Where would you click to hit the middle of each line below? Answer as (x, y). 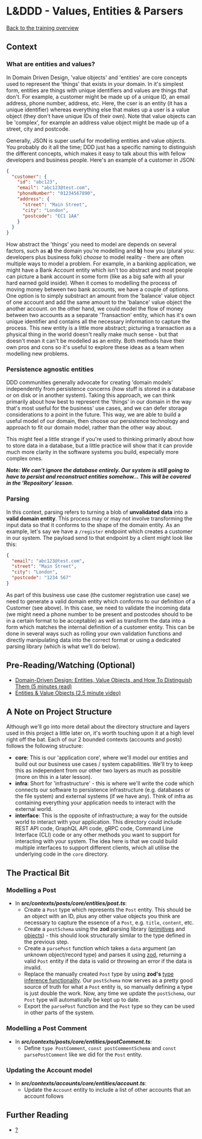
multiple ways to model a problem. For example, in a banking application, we (101, 264)
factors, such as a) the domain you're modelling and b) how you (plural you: (100, 251)
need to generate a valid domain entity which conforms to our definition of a (101, 601)
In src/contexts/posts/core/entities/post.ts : (71, 904)
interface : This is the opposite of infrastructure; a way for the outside (101, 815)
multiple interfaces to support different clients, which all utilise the (97, 847)
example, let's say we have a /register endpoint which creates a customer (99, 531)
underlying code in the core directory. (62, 854)
